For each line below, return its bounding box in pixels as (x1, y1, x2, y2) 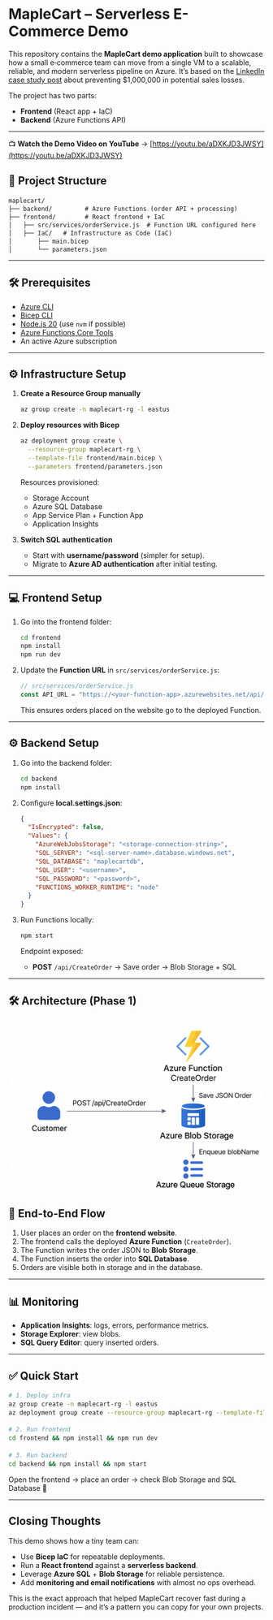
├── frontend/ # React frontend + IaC (8, 213, 165, 221)
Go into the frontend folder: (19, 616, 112, 626)
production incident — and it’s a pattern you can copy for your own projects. (8, 1601, 264, 1612)
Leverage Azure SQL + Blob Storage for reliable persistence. (19, 1569, 225, 1579)
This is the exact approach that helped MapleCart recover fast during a (8, 1593, 246, 1603)
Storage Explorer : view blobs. (19, 1329, 121, 1339)
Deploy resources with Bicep (19, 420, 120, 430)
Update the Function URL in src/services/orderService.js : (19, 665, 220, 675)
